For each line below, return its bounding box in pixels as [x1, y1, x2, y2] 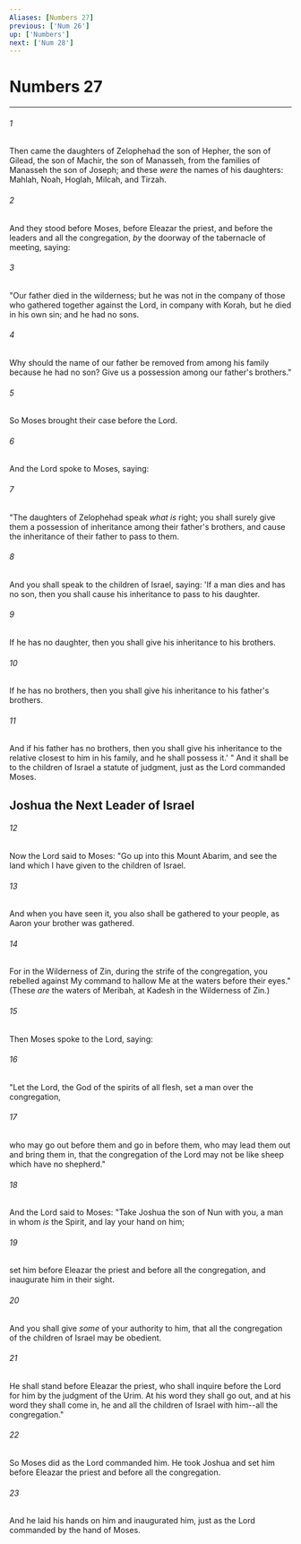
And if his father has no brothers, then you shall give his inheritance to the [9, 743, 282, 754]
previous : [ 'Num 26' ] [9, 22, 90, 30]
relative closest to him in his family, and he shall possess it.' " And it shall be [9, 752, 289, 763]
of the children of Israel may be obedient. [9, 1332, 162, 1343]
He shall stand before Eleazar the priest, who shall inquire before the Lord [9, 1380, 281, 1391]
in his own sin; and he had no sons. [9, 308, 140, 319]
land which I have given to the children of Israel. [9, 860, 186, 871]
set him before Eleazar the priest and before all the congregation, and [9, 1265, 266, 1276]
